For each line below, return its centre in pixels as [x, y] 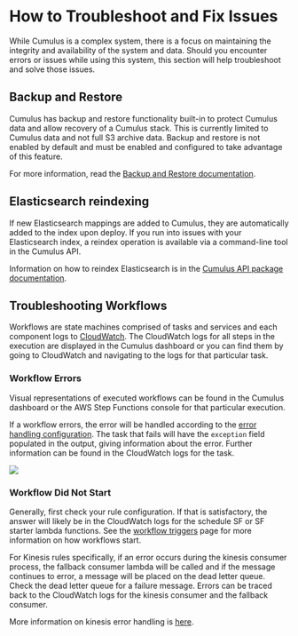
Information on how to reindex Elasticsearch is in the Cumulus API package [146, 268]
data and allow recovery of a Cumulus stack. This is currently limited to [139, 128]
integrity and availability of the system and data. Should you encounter [138, 50]
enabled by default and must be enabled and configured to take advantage [146, 147]
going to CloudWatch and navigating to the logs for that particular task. [139, 355]
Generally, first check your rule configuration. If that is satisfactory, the [138, 512]
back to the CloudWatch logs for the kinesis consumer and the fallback [139, 595]
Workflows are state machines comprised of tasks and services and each [143, 327]
